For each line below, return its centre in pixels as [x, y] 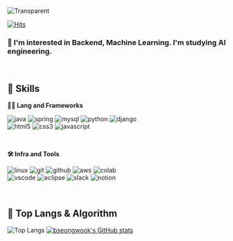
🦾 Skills [24, 89]
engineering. [30, 51]
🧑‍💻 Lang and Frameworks [45, 106]
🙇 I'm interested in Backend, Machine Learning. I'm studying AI [116, 42]
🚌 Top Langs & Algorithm [62, 213]
